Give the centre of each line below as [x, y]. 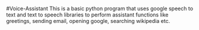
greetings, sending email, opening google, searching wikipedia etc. [88, 21]
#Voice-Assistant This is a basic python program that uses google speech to [100, 9]
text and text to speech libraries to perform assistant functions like [87, 15]
